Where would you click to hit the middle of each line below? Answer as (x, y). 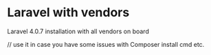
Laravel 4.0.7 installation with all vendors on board (78, 31)
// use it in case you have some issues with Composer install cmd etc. (106, 44)
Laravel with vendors (68, 13)
